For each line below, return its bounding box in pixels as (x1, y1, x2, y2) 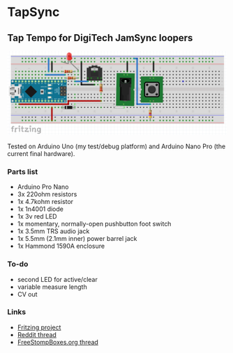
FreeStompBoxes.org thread (17, 338, 99, 346)
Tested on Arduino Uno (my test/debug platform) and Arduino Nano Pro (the (7, 142, 226, 150)
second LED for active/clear (17, 275, 98, 283)
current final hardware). (7, 149, 75, 157)
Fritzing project (17, 323, 61, 331)
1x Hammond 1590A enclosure (17, 242, 105, 251)
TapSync (7, 4, 60, 20)
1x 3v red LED (17, 212, 57, 221)
